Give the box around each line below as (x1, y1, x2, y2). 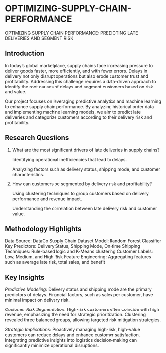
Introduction (5, 49, 45, 58)
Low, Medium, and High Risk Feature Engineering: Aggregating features (5, 254, 151, 260)
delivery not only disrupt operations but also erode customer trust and (5, 73, 149, 79)
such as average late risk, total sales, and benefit (5, 259, 105, 265)
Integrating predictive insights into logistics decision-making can (5, 337, 137, 343)
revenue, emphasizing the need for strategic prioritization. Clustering (5, 312, 146, 318)
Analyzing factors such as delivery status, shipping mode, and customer (12, 166, 160, 172)
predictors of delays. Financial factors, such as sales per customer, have (5, 292, 153, 298)
